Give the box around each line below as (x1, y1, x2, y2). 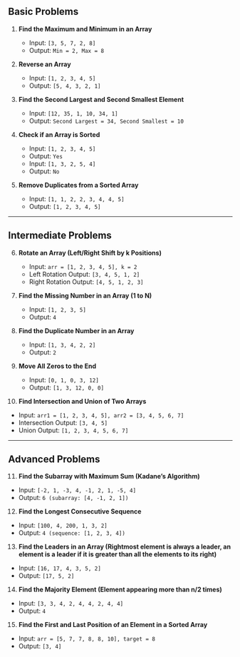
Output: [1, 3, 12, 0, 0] (28, 383, 105, 392)
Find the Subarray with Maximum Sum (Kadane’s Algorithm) (18, 472, 200, 481)
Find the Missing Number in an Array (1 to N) (18, 291, 152, 300)
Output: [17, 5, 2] (18, 571, 75, 580)
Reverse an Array (18, 60, 71, 68)
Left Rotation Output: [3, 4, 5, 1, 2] (28, 270, 140, 278)
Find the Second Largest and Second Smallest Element (18, 95, 184, 103)
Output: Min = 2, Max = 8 (28, 46, 105, 54)
